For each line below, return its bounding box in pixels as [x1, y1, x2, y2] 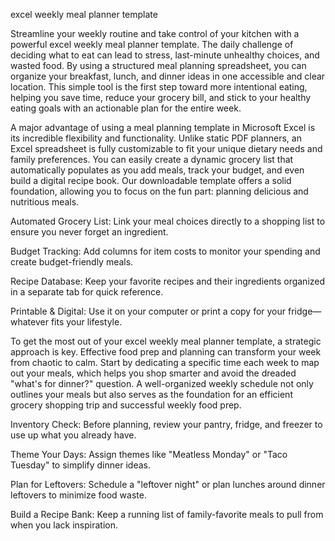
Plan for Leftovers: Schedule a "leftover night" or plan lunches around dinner [10, 479, 326, 490]
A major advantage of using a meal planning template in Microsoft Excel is [10, 122, 316, 133]
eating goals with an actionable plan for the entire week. [10, 102, 242, 114]
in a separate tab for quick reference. [10, 286, 164, 298]
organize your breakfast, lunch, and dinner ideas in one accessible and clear [10, 70, 326, 82]
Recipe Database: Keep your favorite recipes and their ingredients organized [10, 275, 326, 287]
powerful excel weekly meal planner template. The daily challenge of [10, 39, 294, 50]
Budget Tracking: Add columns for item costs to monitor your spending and [10, 245, 321, 257]
